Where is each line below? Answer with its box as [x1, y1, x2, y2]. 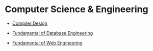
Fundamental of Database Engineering [12, 30, 93, 36]
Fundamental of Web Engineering [12, 39, 83, 46]
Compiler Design [12, 20, 48, 26]
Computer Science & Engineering [5, 4, 148, 15]
